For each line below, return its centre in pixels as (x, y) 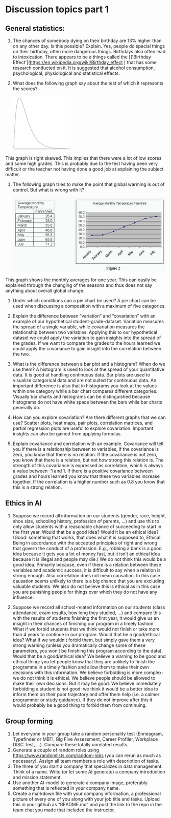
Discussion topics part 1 (57, 9)
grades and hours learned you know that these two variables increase (86, 476)
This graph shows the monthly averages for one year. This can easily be (81, 280)
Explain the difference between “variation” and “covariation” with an (84, 316)
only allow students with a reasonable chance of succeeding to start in (87, 527)
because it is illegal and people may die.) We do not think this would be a (89, 559)
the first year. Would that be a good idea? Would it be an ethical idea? (86, 532)
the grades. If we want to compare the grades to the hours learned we (87, 343)
